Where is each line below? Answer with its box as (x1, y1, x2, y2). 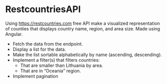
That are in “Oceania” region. (20, 67, 81, 74)
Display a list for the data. (12, 46, 66, 52)
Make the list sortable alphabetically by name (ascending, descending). (12, 52, 162, 58)
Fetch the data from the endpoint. (12, 40, 83, 47)
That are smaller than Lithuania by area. (20, 62, 103, 68)
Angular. (5, 31, 23, 37)
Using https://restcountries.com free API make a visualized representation (5, 20, 160, 26)
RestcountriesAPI (5, 4, 81, 15)
